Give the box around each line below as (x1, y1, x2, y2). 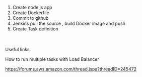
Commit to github (12, 15, 49, 21)
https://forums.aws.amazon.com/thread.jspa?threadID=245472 (5, 66, 137, 72)
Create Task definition (12, 26, 59, 32)
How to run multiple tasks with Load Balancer (5, 56, 99, 62)
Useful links (5, 47, 30, 52)
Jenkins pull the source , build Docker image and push (12, 20, 126, 26)
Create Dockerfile (12, 10, 49, 16)
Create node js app (12, 5, 52, 10)
